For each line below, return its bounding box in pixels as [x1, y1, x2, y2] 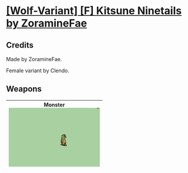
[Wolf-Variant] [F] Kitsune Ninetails [6, 4, 182, 18]
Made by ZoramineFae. [6, 56, 62, 62]
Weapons [6, 84, 42, 94]
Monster [43, 101, 65, 108]
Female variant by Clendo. [6, 67, 69, 74]
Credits [6, 40, 34, 50]
